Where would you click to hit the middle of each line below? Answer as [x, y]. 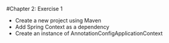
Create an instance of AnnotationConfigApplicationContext [89, 33]
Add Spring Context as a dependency [62, 27]
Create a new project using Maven [58, 20]
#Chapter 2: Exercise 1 [34, 9]
